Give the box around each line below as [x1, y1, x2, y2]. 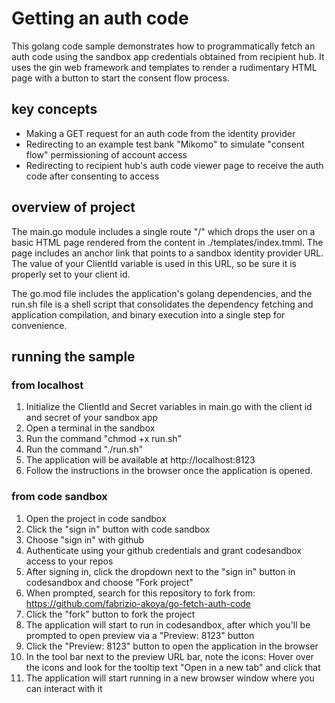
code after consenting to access [25, 170, 160, 182]
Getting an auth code [11, 7, 189, 30]
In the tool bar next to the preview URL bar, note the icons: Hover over [25, 650, 314, 662]
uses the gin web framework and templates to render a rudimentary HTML [11, 61, 318, 73]
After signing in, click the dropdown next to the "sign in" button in [25, 565, 296, 577]
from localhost [11, 378, 84, 392]
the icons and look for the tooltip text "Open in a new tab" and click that [25, 661, 321, 673]
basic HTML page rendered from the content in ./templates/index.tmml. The [11, 236, 324, 248]
